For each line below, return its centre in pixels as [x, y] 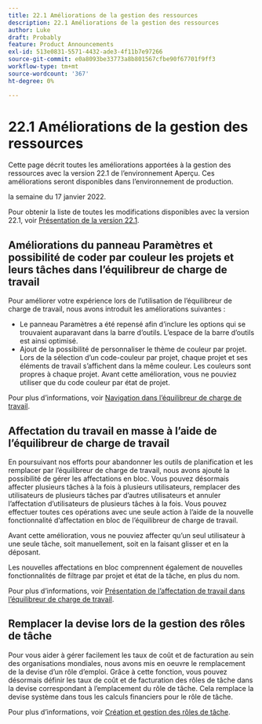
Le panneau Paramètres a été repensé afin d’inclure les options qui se [132, 324]
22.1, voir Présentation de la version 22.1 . [74, 220]
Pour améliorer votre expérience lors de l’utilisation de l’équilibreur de [120, 301]
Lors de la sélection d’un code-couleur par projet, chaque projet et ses [134, 358]
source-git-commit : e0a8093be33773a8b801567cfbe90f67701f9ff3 [112, 60]
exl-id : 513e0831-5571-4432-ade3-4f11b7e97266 [86, 52]
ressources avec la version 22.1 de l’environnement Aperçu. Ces [111, 173]
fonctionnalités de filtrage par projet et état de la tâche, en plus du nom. [124, 576]
